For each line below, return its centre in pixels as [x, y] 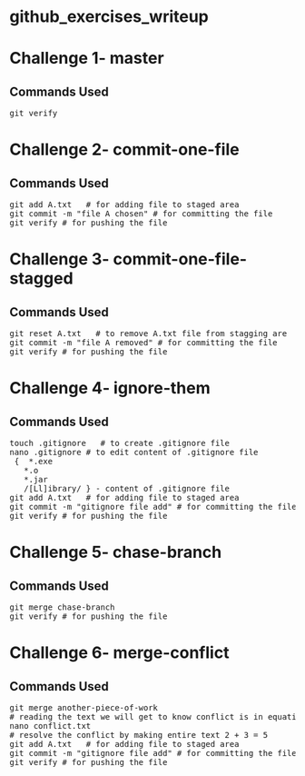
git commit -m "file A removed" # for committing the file [144, 343]
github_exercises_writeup [109, 17]
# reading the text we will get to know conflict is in [136, 717]
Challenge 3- [59, 259]
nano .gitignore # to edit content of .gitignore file [134, 453]
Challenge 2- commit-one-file [124, 149]
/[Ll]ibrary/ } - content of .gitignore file [127, 489]
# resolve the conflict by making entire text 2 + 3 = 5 [139, 735]
